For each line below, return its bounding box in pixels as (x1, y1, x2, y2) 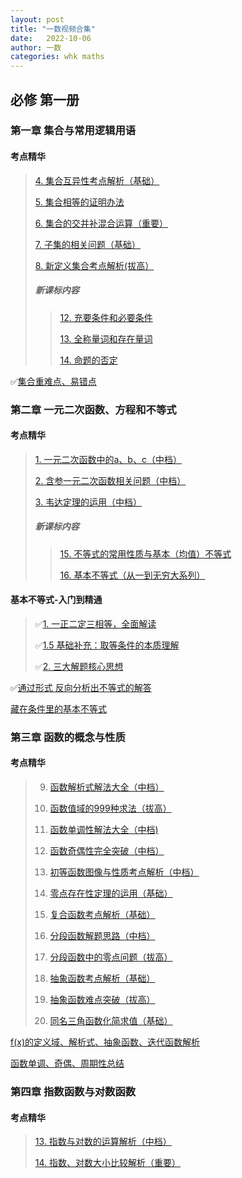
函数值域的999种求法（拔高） (49, 802, 172, 815)
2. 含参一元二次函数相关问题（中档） (34, 474, 187, 486)
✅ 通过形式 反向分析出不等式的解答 (10, 681, 152, 693)
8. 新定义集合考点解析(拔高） (34, 259, 155, 271)
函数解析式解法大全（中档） (49, 781, 165, 793)
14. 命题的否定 (59, 354, 118, 366)
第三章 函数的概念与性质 (10, 730, 126, 744)
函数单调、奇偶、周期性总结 (10, 1057, 125, 1070)
